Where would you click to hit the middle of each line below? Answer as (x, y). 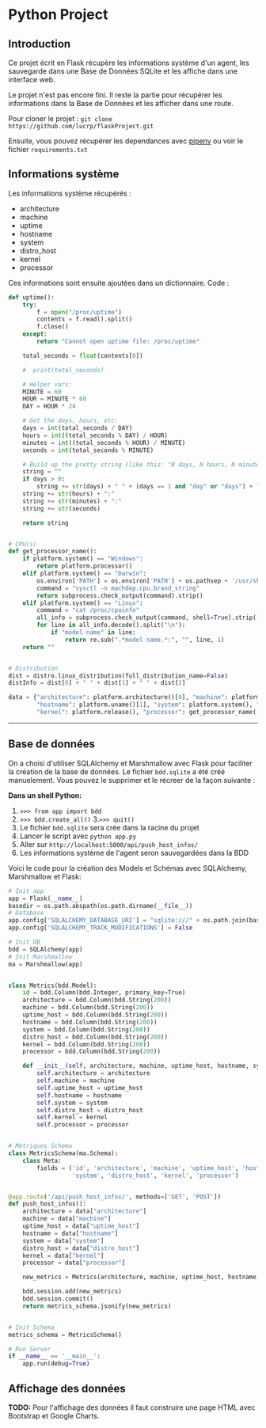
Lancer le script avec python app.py (78, 836)
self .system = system (72, 1103)
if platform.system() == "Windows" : (83, 559)
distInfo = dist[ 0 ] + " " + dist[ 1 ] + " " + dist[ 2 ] (97, 683)
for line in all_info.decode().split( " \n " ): (111, 625)
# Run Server (30, 1349)
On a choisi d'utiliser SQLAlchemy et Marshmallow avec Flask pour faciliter (130, 763)
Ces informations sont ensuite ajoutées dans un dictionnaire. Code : (119, 283)
